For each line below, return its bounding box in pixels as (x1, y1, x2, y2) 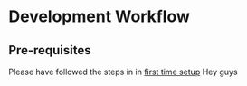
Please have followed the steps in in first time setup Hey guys (8, 66, 238, 77)
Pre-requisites (8, 43, 91, 58)
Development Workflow (8, 6, 191, 27)
